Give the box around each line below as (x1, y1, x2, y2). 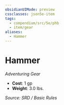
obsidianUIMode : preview (5, 7, 55, 12)
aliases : (5, 30, 23, 34)
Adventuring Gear (5, 71, 41, 76)
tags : (5, 16, 16, 21)
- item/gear (9, 25, 34, 30)
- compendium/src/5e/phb (9, 20, 59, 26)
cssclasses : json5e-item (5, 12, 55, 16)
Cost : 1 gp (12, 80, 33, 86)
